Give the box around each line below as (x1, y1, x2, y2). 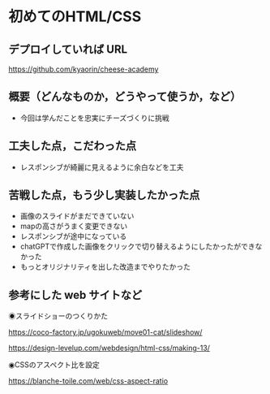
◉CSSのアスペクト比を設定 (8, 360, 100, 370)
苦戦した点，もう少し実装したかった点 (8, 188, 200, 202)
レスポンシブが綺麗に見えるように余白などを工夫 (19, 162, 184, 171)
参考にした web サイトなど (8, 288, 143, 301)
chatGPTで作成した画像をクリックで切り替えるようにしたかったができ (19, 241, 255, 252)
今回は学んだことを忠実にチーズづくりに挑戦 (19, 113, 170, 123)
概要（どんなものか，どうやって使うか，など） (8, 90, 242, 104)
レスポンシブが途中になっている (19, 232, 127, 241)
